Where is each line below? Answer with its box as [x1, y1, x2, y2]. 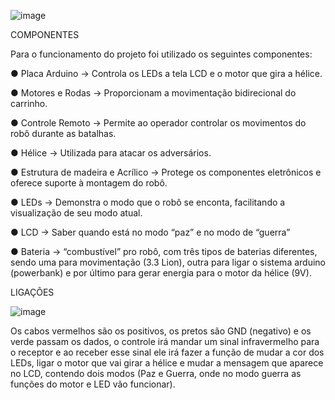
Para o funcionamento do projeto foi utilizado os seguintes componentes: [10, 48, 313, 60]
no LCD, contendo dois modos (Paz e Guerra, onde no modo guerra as [10, 368, 302, 379]
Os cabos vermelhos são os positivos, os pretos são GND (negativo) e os [10, 325, 312, 337]
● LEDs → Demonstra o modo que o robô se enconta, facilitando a [10, 196, 286, 208]
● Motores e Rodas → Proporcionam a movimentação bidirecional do [10, 87, 297, 99]
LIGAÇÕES [10, 286, 55, 298]
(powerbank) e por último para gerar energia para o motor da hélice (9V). [10, 267, 312, 279]
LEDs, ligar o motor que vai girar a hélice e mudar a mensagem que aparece [10, 357, 324, 369]
